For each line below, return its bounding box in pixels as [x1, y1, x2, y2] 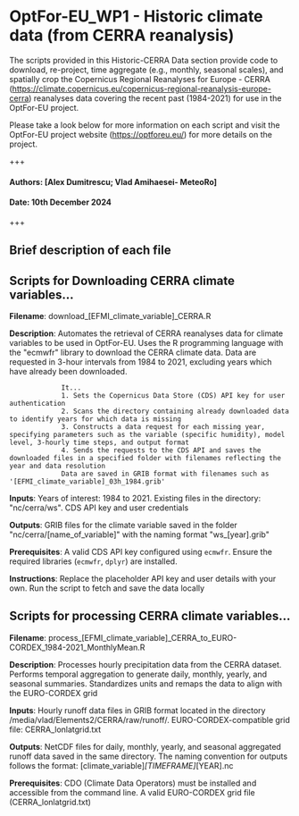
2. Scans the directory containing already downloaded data [61, 407, 290, 416]
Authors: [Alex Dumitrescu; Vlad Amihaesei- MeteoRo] [9, 176, 217, 187]
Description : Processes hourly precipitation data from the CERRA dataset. [9, 659, 282, 669]
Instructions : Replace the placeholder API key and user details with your [9, 573, 277, 584]
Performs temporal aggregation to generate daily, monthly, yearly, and [9, 669, 268, 679]
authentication [9, 399, 66, 408]
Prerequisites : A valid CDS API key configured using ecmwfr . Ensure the [9, 546, 272, 557]
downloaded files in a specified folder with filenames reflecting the [9, 453, 281, 462]
